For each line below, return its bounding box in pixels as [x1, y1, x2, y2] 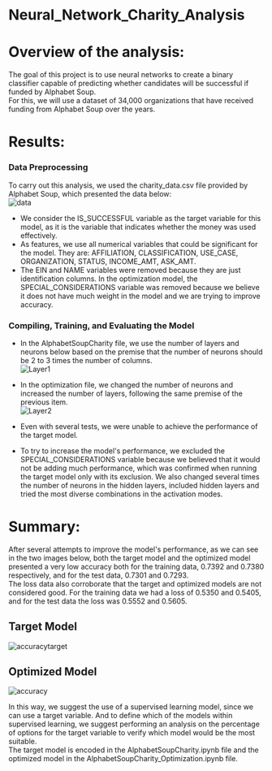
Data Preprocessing [8, 162, 89, 173]
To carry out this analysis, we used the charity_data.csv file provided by [8, 180, 248, 190]
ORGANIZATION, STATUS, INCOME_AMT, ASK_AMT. [19, 256, 196, 266]
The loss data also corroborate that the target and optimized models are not [8, 578, 262, 588]
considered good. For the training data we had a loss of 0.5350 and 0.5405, [8, 587, 261, 597]
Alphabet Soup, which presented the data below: [8, 188, 172, 198]
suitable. [8, 737, 37, 747]
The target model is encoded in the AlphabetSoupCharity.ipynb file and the [8, 745, 259, 755]
